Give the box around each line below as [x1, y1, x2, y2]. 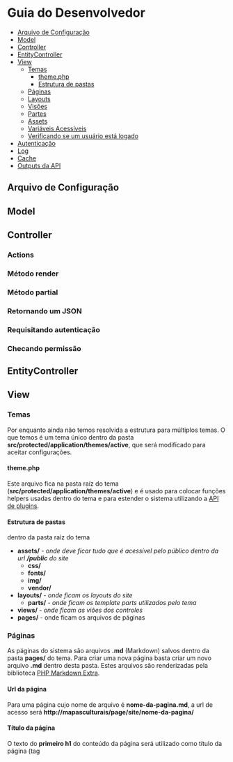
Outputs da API [17, 161, 61, 170]
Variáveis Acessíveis [27, 124, 87, 133]
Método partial [7, 287, 58, 297]
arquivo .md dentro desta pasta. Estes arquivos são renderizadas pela [7, 662, 209, 670]
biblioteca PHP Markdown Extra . [7, 668, 100, 678]
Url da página [7, 685, 47, 694]
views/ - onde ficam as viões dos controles [17, 606, 143, 615]
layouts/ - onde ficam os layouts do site [17, 591, 134, 599]
